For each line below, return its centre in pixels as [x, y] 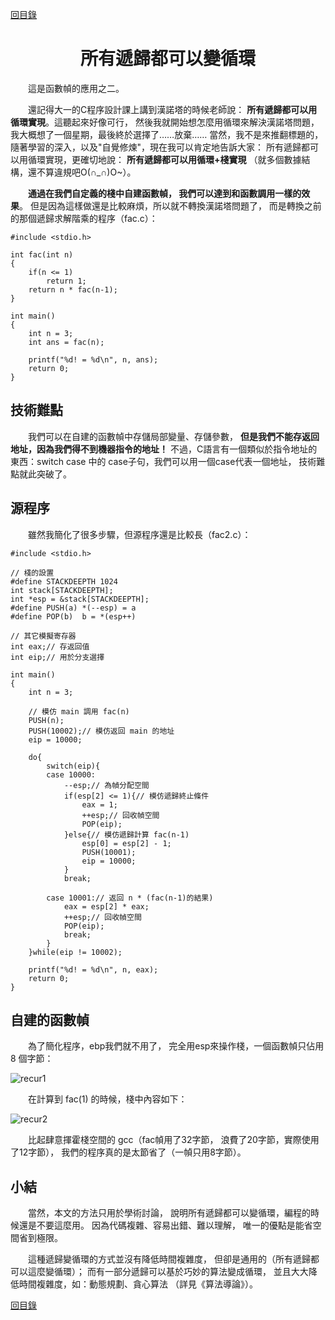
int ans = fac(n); [66, 342]
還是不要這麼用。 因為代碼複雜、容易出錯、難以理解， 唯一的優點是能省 [165, 1225]
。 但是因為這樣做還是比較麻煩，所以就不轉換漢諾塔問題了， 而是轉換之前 [170, 205]
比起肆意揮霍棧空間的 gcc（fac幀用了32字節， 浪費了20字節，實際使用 [173, 1140]
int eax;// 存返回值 [50, 646]
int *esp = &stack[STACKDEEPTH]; [80, 599]
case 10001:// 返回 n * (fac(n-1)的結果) [130, 898]
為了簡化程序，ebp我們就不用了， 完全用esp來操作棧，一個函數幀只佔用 [176, 1046]
